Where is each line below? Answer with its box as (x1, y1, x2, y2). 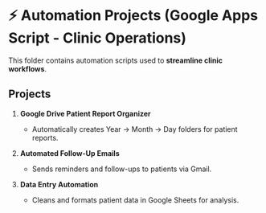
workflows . (8, 63, 47, 73)
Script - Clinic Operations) (8, 29, 187, 47)
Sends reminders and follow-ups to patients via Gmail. (31, 164, 212, 174)
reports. (31, 133, 59, 142)
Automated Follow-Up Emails (19, 148, 120, 158)
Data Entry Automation (19, 179, 99, 189)
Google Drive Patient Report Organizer (19, 109, 151, 118)
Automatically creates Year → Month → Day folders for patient (31, 124, 239, 133)
